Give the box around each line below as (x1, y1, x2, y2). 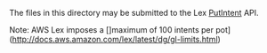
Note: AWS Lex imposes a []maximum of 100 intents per (9, 25, 214, 34)
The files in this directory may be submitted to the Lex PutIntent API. (9, 8, 260, 18)
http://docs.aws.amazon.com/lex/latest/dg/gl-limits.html (12, 34, 218, 44)
